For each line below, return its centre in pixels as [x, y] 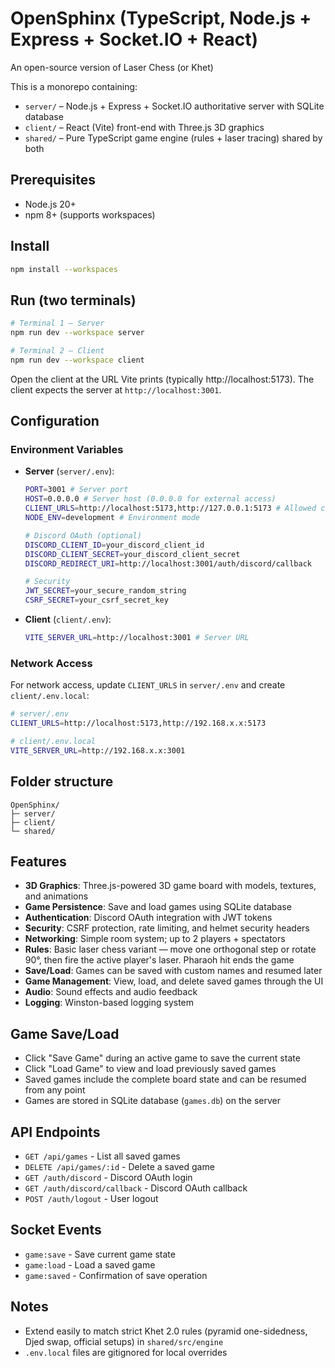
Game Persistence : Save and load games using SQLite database [158, 907]
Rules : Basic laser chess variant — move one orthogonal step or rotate [170, 949]
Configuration [55, 421]
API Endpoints [55, 1132]
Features [38, 861]
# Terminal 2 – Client [57, 351]
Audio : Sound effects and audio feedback [111, 992]
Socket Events [56, 1230]
